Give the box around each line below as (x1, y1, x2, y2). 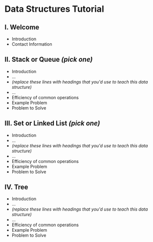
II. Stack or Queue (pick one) (4, 55, 93, 64)
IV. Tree (4, 183, 28, 191)
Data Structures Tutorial (4, 3, 105, 15)
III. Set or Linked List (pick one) (4, 119, 101, 128)
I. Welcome (4, 23, 40, 31)
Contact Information (11, 41, 52, 47)
